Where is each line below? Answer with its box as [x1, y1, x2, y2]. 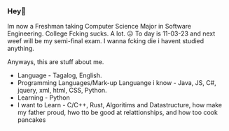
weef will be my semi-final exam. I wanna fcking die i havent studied [7, 37, 204, 45]
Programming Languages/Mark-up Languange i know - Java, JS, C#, [17, 79, 217, 87]
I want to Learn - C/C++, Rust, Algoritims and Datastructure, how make [17, 101, 223, 109]
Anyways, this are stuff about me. [7, 58, 104, 66]
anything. [7, 45, 35, 53]
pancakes [17, 116, 46, 124]
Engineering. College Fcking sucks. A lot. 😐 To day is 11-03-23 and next [7, 29, 216, 38]
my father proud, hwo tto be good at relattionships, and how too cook [17, 108, 218, 117]
